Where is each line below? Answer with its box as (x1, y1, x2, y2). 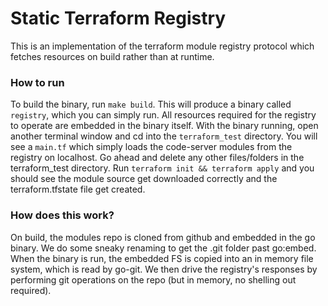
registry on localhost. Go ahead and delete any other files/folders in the (10, 152, 305, 164)
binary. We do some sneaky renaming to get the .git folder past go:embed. (10, 242, 317, 254)
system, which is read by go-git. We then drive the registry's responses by (10, 263, 318, 275)
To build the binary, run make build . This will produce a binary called (10, 98, 292, 111)
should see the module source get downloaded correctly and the (10, 173, 278, 185)
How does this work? (10, 208, 115, 222)
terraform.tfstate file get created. (10, 183, 146, 196)
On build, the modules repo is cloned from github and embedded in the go (10, 231, 316, 243)
